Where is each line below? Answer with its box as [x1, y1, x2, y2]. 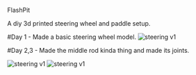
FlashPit [7, 6, 31, 14]
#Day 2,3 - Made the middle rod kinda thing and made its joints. [7, 47, 190, 54]
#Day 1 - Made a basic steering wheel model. [7, 33, 137, 41]
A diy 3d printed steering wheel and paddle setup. [7, 19, 151, 27]
